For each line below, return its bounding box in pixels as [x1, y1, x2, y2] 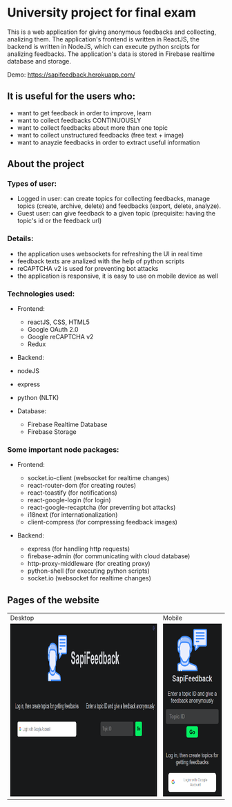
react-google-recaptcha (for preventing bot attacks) [27, 503, 176, 512]
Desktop [10, 614, 35, 622]
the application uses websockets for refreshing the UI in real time [17, 249, 203, 258]
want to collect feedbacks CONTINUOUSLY [17, 116, 142, 124]
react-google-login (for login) [27, 496, 112, 504]
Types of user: [7, 179, 57, 189]
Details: [7, 234, 34, 243]
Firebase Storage [27, 428, 77, 436]
